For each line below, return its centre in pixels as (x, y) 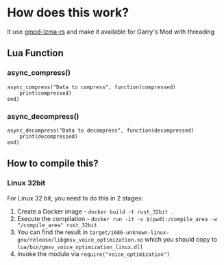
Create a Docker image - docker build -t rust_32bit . (96, 211)
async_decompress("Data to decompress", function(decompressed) (101, 130)
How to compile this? (53, 164)
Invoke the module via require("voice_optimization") (93, 254)
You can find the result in (52, 232)
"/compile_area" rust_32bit (57, 225)
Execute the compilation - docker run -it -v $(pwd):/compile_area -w (117, 218)
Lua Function (35, 53)
